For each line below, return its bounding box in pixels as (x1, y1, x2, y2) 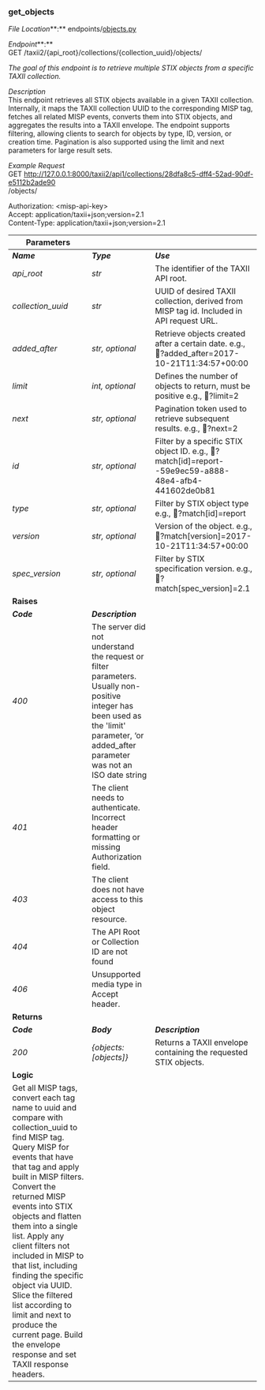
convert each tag (12, 1092, 76, 1103)
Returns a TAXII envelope (155, 1037, 248, 1048)
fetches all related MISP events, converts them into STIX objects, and (8, 112, 233, 122)
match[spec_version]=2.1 (155, 583, 251, 594)
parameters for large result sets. (8, 145, 113, 156)
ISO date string (91, 769, 147, 780)
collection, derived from (155, 295, 243, 306)
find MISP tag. (12, 1132, 65, 1143)
